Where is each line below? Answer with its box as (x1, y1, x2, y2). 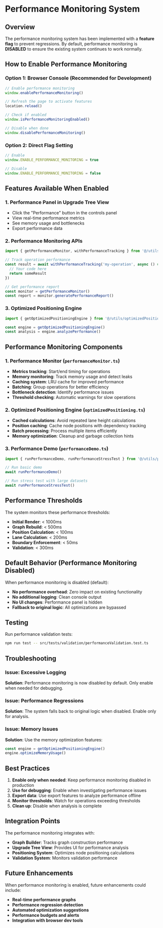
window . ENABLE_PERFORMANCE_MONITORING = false (5, 170, 101, 176)
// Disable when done (5, 126, 49, 131)
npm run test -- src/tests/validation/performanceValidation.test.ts (5, 641, 149, 646)
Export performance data (12, 226, 63, 231)
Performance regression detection (12, 902, 83, 908)
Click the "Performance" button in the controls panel (12, 210, 117, 216)
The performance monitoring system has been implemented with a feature (5, 36, 155, 41)
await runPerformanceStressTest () (5, 483, 75, 488)
